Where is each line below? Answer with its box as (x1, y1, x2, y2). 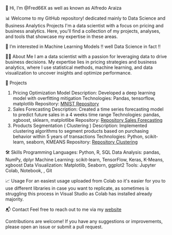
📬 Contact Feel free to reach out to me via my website (5, 206, 122, 212)
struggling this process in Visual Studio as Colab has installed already (5, 191, 152, 196)
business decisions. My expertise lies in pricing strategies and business (5, 59, 157, 65)
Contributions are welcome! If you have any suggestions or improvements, (5, 219, 163, 224)
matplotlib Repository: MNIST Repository (12, 101, 99, 106)
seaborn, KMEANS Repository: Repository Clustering (26, 139, 138, 145)
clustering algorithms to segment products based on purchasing (12, 128, 149, 134)
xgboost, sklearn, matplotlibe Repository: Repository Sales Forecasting (12, 117, 163, 123)
